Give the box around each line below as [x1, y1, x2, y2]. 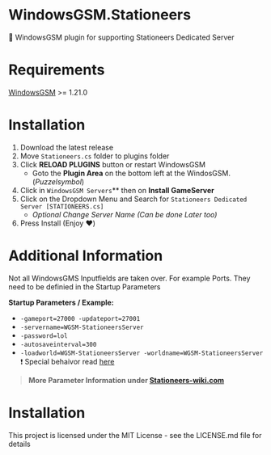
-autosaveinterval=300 [19, 340, 97, 348]
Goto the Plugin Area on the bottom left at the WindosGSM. [32, 168, 231, 178]
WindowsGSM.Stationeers [8, 6, 192, 24]
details [8, 439, 31, 449]
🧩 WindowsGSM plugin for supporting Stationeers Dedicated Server [8, 32, 235, 42]
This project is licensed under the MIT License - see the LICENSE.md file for [8, 430, 262, 440]
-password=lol [19, 331, 68, 340]
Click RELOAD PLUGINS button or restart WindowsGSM [19, 159, 206, 169]
